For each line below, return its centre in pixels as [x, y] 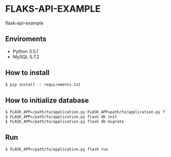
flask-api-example [24, 23]
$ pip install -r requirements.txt [43, 85]
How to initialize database [47, 100]
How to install [27, 73]
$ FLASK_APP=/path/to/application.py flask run [57, 149]
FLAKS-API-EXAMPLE [53, 9]
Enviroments [26, 39]
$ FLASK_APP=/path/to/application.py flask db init [61, 117]
